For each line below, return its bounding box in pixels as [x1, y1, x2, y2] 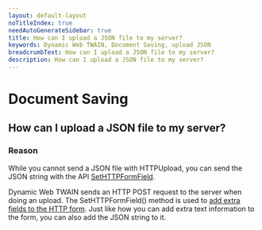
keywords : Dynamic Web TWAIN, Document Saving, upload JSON [8, 41, 212, 49]
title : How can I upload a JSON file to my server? [8, 33, 183, 42]
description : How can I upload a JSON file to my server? [8, 56, 204, 64]
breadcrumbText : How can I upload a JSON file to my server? [8, 48, 215, 56]
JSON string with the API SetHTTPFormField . [8, 171, 156, 181]
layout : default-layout [8, 11, 87, 20]
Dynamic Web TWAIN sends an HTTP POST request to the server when [8, 187, 242, 197]
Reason [8, 145, 38, 156]
